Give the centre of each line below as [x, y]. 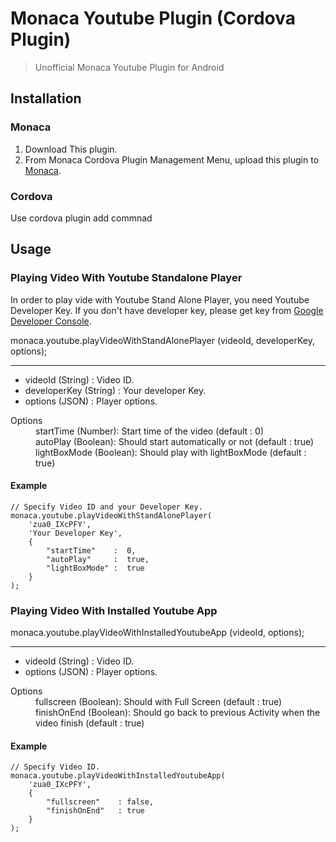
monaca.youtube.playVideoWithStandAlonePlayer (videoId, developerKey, [162, 340]
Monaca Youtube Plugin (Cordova [153, 18]
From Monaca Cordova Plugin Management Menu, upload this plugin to [172, 159]
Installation [46, 98]
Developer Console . [51, 321]
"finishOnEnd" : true [95, 811]
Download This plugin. [71, 149]
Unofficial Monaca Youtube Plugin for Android [129, 67]
